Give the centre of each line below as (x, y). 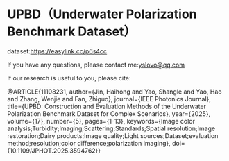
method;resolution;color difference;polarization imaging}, (89, 143)
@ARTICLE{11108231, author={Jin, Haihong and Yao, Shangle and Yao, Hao (114, 92)
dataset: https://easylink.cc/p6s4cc (57, 51)
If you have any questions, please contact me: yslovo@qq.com (96, 65)
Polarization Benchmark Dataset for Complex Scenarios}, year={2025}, (109, 113)
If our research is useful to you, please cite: (69, 78)
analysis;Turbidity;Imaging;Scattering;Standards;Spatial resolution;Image (111, 128)
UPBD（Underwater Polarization (102, 14)
